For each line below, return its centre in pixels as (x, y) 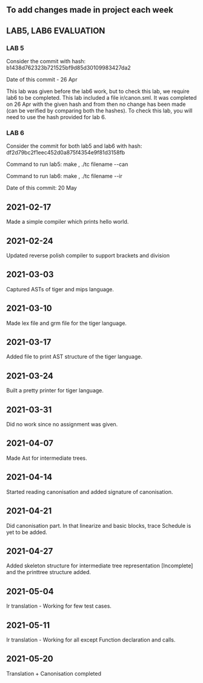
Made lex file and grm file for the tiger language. (67, 323)
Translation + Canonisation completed (54, 673)
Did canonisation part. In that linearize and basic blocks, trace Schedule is (99, 525)
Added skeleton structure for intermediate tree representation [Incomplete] (100, 566)
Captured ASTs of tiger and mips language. (60, 289)
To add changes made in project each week (90, 10)
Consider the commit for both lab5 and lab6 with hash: (74, 146)
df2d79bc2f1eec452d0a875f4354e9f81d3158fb (66, 153)
